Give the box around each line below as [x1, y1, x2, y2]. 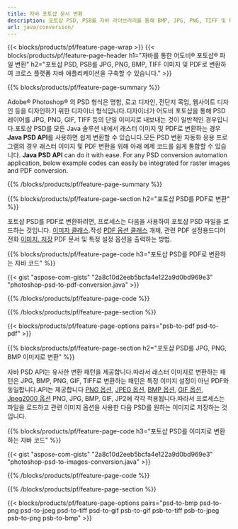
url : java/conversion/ [7, 23, 74, 30]
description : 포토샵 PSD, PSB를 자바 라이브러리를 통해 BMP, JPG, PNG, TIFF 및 [7, 17, 227, 24]
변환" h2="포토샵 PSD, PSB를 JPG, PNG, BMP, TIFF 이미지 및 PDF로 [14, 60, 208, 69]
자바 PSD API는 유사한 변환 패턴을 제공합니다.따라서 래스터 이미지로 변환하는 [7, 368, 219, 376]
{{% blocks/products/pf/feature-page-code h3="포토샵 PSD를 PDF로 [7, 250, 208, 258]
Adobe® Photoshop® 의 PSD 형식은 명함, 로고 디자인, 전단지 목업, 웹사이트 [7, 98, 216, 106]
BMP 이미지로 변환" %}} [7, 353, 76, 361]
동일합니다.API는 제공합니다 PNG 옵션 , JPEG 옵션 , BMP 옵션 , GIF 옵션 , [7, 385, 203, 394]
